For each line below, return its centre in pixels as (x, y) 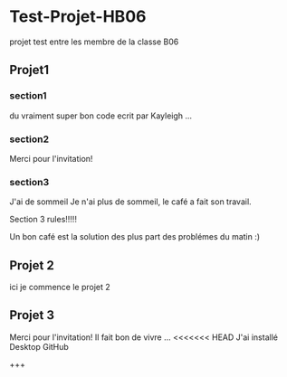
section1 (28, 96)
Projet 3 (32, 315)
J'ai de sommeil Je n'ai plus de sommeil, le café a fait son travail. (130, 202)
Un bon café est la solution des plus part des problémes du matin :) (135, 237)
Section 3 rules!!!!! (43, 220)
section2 (29, 139)
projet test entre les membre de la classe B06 (94, 42)
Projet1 (29, 70)
